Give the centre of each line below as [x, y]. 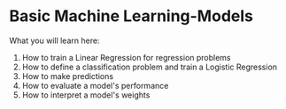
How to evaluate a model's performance [95, 85]
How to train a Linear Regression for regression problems [127, 57]
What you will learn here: [54, 40]
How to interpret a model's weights [86, 95]
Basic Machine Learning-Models [131, 16]
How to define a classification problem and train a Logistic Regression [149, 67]
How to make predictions [67, 76]
